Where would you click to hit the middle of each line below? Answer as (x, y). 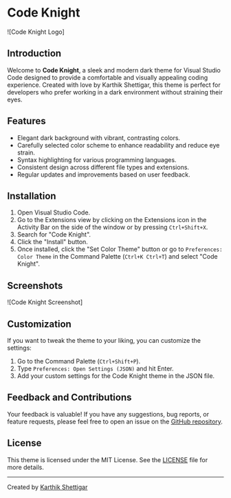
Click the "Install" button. (52, 242)
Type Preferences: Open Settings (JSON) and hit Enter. (95, 368)
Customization (40, 324)
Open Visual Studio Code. (54, 212)
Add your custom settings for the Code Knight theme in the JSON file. (116, 376)
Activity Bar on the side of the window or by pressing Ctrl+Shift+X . (112, 227)
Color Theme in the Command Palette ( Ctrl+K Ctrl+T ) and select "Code (117, 257)
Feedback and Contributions (69, 398)
